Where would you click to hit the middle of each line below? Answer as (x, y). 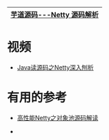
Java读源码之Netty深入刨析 (55, 67)
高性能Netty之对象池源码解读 (58, 117)
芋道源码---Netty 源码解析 (54, 15)
